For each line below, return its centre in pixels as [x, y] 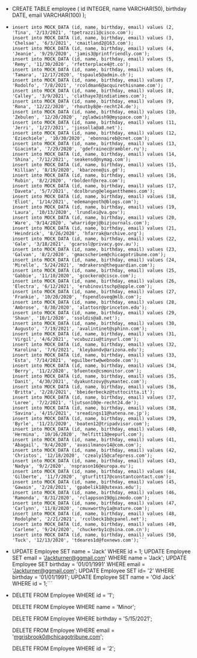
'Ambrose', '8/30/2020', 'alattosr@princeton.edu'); [80, 308]
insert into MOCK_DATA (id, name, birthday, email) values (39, [94, 419]
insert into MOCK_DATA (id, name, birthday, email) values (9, [93, 102]
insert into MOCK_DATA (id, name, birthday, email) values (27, [94, 292]
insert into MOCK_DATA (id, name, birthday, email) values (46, [94, 492]
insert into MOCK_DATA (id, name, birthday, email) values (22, [94, 239]
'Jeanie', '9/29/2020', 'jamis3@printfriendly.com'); [81, 54]
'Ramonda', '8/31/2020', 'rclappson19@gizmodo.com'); [81, 498]
